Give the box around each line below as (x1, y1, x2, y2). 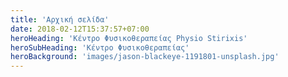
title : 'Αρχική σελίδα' (10, 14, 110, 25)
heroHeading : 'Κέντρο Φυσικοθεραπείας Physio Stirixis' (10, 33, 248, 43)
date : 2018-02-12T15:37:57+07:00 (10, 24, 150, 34)
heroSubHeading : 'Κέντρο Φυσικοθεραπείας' (10, 42, 190, 53)
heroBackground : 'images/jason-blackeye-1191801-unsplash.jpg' (10, 52, 280, 62)
